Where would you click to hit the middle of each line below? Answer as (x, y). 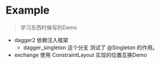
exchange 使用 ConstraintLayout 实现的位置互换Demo (80, 55)
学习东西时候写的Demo (48, 27)
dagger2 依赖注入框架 (41, 40)
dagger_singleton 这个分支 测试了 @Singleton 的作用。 (90, 47)
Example (28, 10)
